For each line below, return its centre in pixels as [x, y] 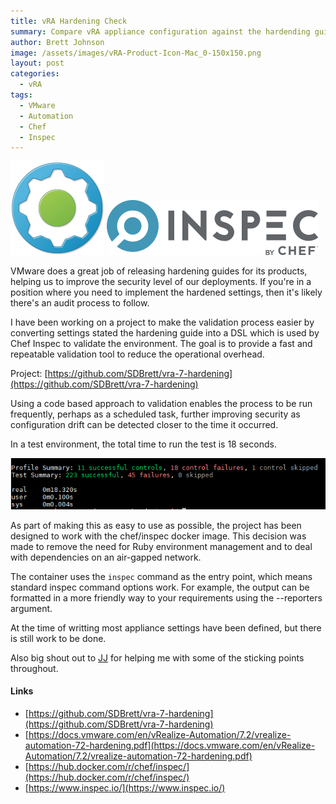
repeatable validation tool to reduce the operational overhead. [137, 354]
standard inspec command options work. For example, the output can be [160, 587]
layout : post [37, 63]
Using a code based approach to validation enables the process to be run [161, 404]
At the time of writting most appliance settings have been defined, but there [166, 627]
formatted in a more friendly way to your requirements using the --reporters [166, 597]
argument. [31, 608]
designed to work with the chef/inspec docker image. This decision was [158, 536]
